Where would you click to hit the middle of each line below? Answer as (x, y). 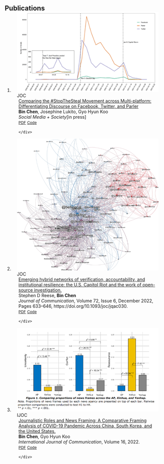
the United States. (37, 431)
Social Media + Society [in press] (52, 117)
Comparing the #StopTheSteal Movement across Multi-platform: (85, 101)
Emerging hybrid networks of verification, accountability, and (82, 280)
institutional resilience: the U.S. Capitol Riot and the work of (80, 285)
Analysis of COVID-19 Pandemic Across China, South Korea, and (85, 426)
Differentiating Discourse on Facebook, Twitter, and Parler (78, 106)
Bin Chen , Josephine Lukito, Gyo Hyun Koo (63, 112)
